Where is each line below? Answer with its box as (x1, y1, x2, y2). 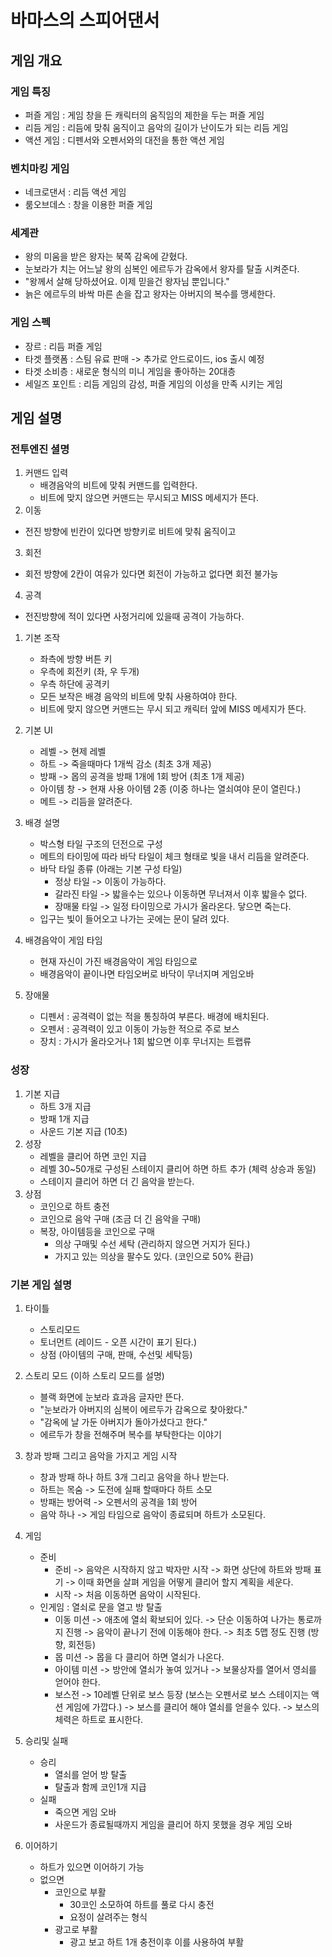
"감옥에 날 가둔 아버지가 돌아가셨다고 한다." (39, 1416, 208, 1428)
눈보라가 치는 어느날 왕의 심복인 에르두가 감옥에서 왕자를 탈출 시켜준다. (24, 263, 300, 275)
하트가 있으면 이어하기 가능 (39, 1861, 145, 1873)
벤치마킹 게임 (10, 161, 70, 175)
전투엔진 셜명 (10, 442, 70, 456)
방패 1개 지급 (39, 1112, 90, 1125)
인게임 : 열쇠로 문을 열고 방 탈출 (39, 1601, 163, 1613)
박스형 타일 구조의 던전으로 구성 (39, 838, 163, 850)
